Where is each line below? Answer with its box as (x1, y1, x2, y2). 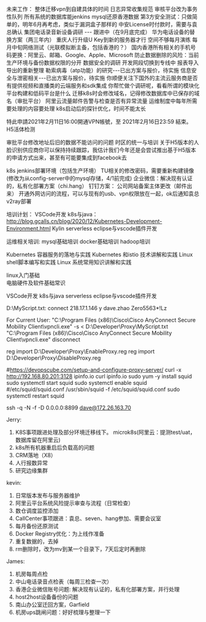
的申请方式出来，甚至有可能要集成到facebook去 (6, 154, 128, 161)
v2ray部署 (6, 198, 32, 205)
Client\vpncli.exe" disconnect (6, 336, 81, 343)
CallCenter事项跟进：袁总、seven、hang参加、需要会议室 (15, 515, 161, 522)
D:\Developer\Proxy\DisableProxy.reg (6, 354, 101, 362)
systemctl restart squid (6, 392, 64, 400)
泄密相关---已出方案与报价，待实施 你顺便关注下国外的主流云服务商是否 (17, 74, 198, 82)
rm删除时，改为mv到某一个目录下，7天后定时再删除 (15, 545, 146, 553)
